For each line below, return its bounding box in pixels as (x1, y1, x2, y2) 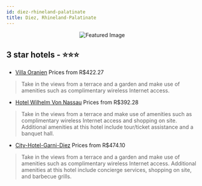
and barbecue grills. (21, 173, 72, 180)
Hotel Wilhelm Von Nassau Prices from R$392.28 (15, 98, 139, 106)
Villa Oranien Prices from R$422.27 (15, 69, 104, 76)
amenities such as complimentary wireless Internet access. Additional (21, 160, 197, 167)
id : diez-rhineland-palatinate (6, 9, 86, 15)
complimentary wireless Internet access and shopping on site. (21, 117, 178, 125)
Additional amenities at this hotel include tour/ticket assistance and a (21, 123, 193, 131)
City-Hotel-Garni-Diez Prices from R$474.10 (15, 142, 126, 149)
